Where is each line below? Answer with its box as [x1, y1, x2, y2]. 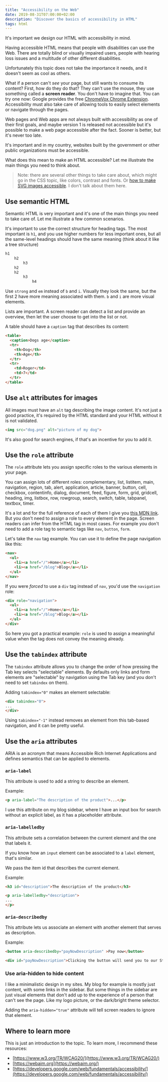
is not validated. [5, 418, 38, 424]
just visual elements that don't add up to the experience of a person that [5, 992, 154, 998]
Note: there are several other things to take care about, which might [17, 172, 157, 178]
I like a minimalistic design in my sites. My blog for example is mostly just [5, 981, 155, 987]
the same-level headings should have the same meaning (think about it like [5, 236, 159, 242]
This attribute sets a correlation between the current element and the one [5, 835, 156, 841]
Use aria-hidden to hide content [5, 970, 84, 977]
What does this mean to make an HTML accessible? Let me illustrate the [5, 157, 154, 163]
